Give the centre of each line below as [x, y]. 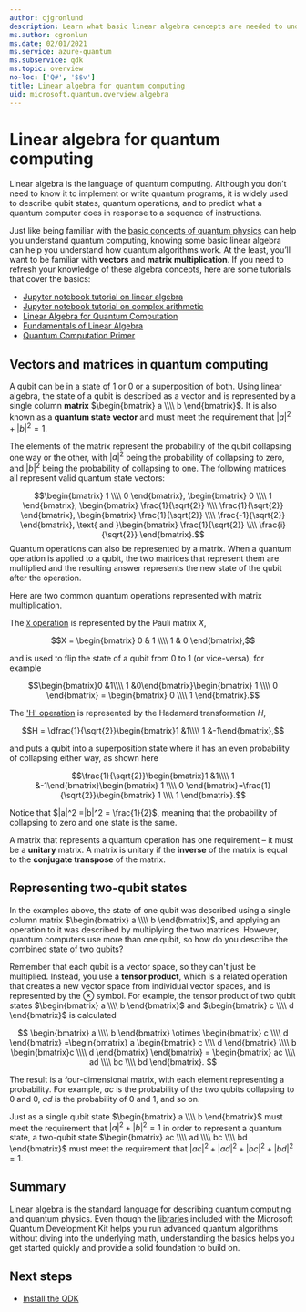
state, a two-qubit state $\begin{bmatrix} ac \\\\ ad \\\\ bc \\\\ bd [128, 1138]
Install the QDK [51, 1298]
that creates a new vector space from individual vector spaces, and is [140, 985]
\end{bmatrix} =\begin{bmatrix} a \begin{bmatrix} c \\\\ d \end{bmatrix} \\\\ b [153, 1042]
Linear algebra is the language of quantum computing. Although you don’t [148, 184]
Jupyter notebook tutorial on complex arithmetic [113, 307]
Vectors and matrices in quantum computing [139, 364]
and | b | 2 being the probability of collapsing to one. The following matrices [148, 468]
